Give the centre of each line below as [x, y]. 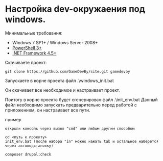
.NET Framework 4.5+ [34, 53]
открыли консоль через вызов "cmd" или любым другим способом [70, 129]
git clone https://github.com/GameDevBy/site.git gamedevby [68, 71]
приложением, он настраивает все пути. [48, 110]
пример [13, 119]
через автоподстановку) [29, 146]
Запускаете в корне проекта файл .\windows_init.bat [59, 80]
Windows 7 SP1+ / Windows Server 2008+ [55, 42]
